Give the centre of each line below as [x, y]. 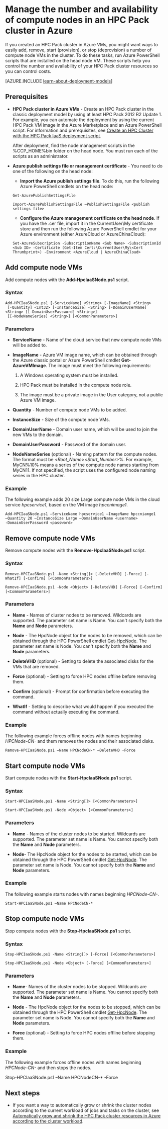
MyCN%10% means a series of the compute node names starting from [86, 465]
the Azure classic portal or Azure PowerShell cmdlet [66, 360]
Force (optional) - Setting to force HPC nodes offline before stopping [84, 1033]
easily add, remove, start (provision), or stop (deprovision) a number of [78, 50]
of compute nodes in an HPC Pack [77, 20]
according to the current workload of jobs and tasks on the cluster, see [86, 1110]
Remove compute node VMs [50, 538]
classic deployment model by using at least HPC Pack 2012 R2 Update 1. [87, 114]
